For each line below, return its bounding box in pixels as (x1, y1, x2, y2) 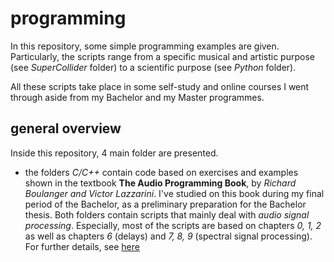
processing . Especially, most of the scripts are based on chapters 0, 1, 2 (24, 219, 322, 231)
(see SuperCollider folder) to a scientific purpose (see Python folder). (10, 61, 297, 73)
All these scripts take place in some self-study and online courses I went (10, 80, 310, 92)
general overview (10, 120, 122, 137)
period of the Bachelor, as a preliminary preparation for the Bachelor (24, 198, 307, 210)
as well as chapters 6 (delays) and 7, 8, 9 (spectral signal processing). (24, 230, 313, 242)
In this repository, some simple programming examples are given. (10, 40, 280, 52)
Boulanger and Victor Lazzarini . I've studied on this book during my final (24, 187, 325, 199)
